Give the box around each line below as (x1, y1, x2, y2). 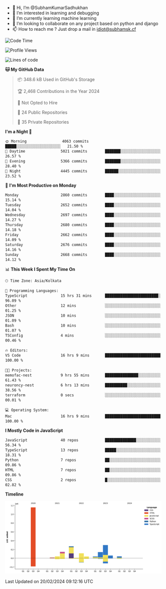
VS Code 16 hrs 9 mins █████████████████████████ (5, 353, 161, 358)
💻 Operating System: (5, 408, 50, 413)
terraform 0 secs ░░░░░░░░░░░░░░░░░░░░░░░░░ (5, 393, 161, 398)
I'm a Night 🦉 (5, 129, 32, 134)
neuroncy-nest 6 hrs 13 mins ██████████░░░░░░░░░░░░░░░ (5, 383, 161, 388)
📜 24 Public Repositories (17, 109, 68, 115)
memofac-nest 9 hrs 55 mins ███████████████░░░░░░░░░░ (5, 373, 161, 378)
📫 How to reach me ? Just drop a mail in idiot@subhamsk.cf (12, 26, 136, 32)
